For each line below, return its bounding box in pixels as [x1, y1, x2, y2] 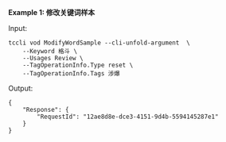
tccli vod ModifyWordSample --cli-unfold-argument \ [8, 39, 191, 47]
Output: [8, 83, 33, 93]
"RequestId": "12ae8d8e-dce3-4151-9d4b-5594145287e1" [37, 113, 219, 121]
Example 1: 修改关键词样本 [8, 8, 95, 17]
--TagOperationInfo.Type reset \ [22, 61, 134, 69]
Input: [8, 24, 28, 33]
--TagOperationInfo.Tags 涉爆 [22, 70, 121, 78]
